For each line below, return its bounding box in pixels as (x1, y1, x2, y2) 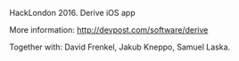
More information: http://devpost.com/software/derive (9, 25, 209, 34)
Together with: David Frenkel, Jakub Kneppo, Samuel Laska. (9, 42, 231, 52)
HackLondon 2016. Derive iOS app (9, 8, 136, 18)
